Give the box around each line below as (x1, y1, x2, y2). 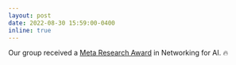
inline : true (8, 26, 52, 34)
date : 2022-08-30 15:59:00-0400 (8, 19, 115, 27)
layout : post (8, 11, 52, 20)
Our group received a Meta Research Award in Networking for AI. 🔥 (8, 48, 229, 58)
